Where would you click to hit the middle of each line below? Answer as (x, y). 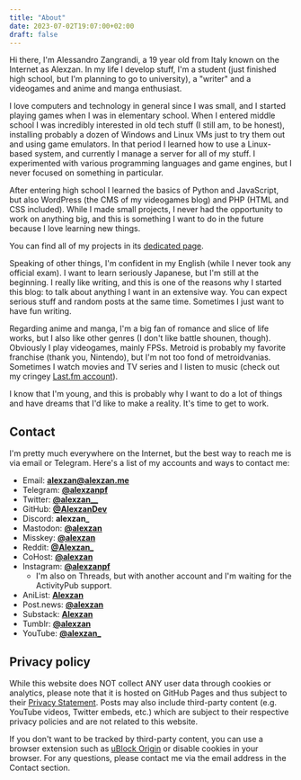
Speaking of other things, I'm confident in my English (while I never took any (150, 264)
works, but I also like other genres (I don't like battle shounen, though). (140, 338)
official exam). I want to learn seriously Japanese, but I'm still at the (134, 273)
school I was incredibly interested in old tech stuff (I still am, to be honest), (147, 125)
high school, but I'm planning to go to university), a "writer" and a (130, 79)
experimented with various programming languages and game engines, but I (150, 164)
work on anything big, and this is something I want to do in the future (137, 219)
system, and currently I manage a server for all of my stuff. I (145, 154)
